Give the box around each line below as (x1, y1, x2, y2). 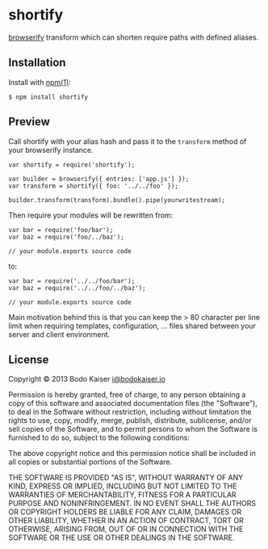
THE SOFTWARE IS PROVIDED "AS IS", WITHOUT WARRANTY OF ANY (8, 473, 244, 483)
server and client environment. (8, 329, 111, 339)
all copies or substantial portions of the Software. (8, 457, 172, 467)
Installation (8, 56, 66, 70)
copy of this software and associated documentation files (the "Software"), (8, 399, 258, 408)
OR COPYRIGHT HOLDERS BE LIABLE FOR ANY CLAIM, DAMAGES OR (8, 507, 242, 517)
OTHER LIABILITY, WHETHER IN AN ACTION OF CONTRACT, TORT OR (8, 516, 244, 526)
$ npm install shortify (8, 93, 89, 101)
